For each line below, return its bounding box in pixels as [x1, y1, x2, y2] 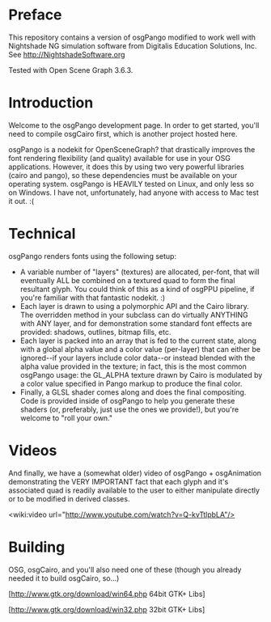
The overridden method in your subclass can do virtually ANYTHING [19, 310, 248, 319]
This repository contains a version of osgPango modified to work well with [8, 32, 256, 42]
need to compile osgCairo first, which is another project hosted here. [8, 129, 238, 138]
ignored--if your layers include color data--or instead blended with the [19, 353, 256, 362]
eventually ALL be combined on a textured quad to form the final [19, 275, 235, 285]
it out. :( [8, 196, 35, 205]
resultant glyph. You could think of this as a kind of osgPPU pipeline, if [19, 284, 255, 294]
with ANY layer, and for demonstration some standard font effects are [19, 318, 252, 328]
